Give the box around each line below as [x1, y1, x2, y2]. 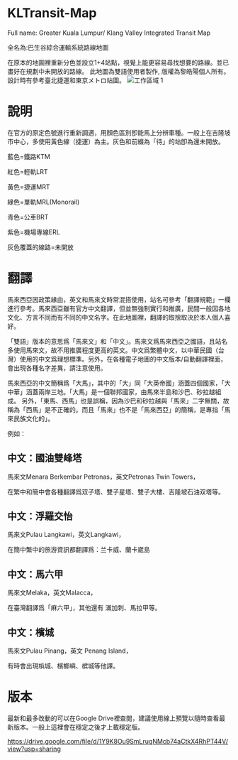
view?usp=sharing [7, 744, 62, 753]
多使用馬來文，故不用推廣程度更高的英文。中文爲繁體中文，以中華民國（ [7, 346, 218, 354]
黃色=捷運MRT [7, 183, 50, 191]
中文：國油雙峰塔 [7, 452, 82, 465]
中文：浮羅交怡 [7, 510, 73, 523]
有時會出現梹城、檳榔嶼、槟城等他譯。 [7, 662, 119, 671]
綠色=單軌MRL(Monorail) [7, 197, 80, 206]
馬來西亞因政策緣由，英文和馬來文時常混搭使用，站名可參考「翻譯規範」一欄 [7, 295, 231, 303]
